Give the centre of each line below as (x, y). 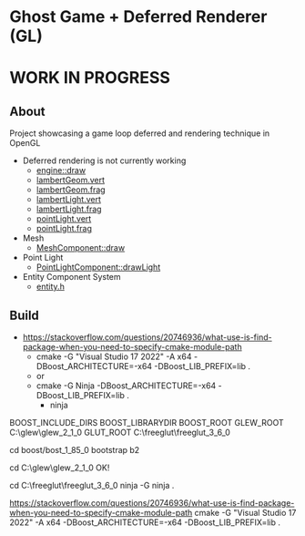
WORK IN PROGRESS (90, 78)
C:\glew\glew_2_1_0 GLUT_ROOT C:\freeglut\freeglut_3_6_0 (120, 432)
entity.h (51, 287)
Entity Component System (71, 277)
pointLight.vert (64, 219)
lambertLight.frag (69, 209)
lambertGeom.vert (71, 180)
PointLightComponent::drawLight (98, 267)
